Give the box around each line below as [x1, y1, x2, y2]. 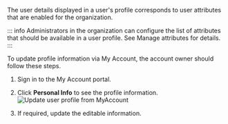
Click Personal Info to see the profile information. [17, 89, 158, 96]
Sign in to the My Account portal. [17, 75, 112, 83]
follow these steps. [7, 62, 61, 70]
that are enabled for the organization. [7, 13, 113, 21]
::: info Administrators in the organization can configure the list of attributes [7, 27, 221, 34]
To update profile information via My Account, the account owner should [7, 54, 214, 63]
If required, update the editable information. [17, 110, 142, 117]
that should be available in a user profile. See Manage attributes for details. [7, 34, 221, 42]
